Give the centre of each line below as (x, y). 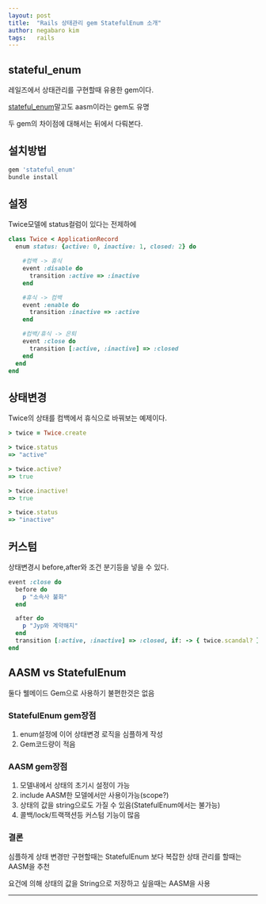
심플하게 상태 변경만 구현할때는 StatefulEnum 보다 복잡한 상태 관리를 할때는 (125, 856)
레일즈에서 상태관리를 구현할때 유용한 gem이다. (81, 90)
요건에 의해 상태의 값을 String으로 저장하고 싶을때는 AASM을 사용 (110, 883)
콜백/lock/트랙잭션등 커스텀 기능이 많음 (80, 815)
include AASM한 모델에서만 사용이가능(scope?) (94, 795)
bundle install (33, 177)
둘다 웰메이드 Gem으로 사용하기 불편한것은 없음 (82, 693)
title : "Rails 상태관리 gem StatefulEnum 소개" (85, 23)
